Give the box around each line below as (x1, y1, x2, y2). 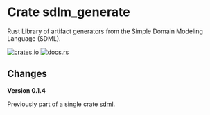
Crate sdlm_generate (7, 4, 130, 20)
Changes (7, 68, 47, 80)
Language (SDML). (7, 34, 61, 42)
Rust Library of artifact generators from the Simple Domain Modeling (7, 27, 203, 35)
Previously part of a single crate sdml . (7, 100, 116, 108)
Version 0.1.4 (7, 86, 46, 94)
